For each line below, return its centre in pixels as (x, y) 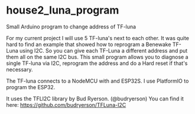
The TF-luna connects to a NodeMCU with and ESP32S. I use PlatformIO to (97, 81)
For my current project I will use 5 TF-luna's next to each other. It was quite (97, 38)
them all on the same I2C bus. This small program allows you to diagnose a (97, 57)
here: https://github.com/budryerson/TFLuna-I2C (66, 105)
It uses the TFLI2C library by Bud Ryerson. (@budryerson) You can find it (95, 99)
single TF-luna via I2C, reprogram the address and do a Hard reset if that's (97, 63)
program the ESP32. (31, 87)
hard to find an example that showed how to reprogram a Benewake (89, 44)
